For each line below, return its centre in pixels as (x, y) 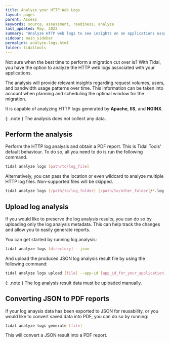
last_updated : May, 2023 (31, 29)
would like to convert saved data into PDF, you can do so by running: (77, 316)
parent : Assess (21, 19)
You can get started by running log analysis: (51, 239)
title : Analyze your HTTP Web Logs (43, 10)
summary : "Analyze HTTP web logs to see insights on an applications (80, 33)
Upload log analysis (37, 206)
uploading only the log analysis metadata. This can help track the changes (83, 224)
